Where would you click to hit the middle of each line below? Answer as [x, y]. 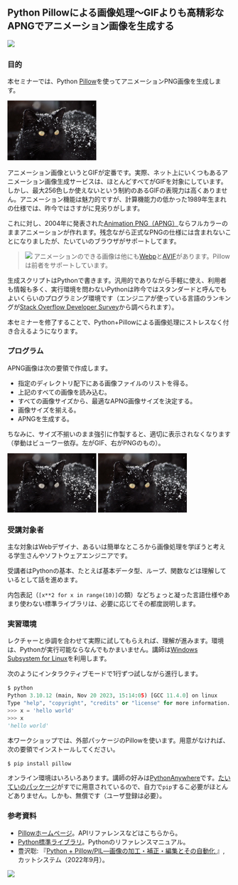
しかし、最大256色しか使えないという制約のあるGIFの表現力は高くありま [114, 190]
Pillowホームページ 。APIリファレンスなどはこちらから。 [99, 833]
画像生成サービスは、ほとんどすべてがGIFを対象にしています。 [136, 181]
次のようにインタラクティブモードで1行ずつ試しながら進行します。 [105, 674]
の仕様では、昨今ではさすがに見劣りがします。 [76, 208]
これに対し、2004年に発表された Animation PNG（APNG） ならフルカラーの [118, 223]
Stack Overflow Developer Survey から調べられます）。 [99, 307]
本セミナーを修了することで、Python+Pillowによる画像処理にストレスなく [115, 322]
